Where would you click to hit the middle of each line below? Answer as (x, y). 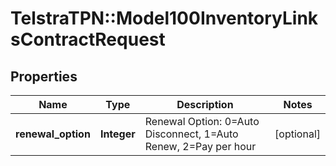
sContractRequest (88, 39)
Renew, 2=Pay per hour (200, 146)
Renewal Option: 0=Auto (202, 121)
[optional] (297, 134)
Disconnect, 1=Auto (191, 134)
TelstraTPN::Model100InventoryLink (164, 18)
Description (205, 104)
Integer (117, 134)
